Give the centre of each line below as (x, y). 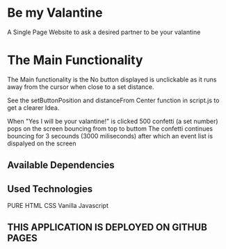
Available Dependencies (61, 165)
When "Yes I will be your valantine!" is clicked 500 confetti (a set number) (113, 121)
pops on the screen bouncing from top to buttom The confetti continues (110, 128)
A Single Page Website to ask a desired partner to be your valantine (104, 32)
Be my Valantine (55, 13)
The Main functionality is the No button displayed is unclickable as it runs (112, 79)
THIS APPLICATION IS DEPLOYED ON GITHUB (107, 227)
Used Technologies (50, 189)
